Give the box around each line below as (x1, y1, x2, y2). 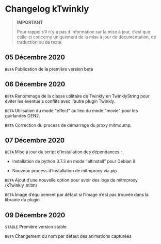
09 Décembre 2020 (5, 211, 65, 219)
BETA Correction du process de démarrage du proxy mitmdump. (5, 122, 132, 128)
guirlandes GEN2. (5, 113, 40, 118)
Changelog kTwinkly (5, 3, 89, 15)
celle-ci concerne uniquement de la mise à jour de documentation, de (16, 34, 157, 40)
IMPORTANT (16, 19, 43, 25)
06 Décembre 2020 (5, 80, 65, 88)
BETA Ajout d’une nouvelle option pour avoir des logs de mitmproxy (5, 177, 138, 183)
